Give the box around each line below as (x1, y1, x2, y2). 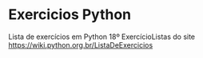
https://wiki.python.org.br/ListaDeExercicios (8, 40, 153, 49)
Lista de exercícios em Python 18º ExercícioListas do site (8, 32, 196, 41)
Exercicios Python (8, 6, 132, 24)
